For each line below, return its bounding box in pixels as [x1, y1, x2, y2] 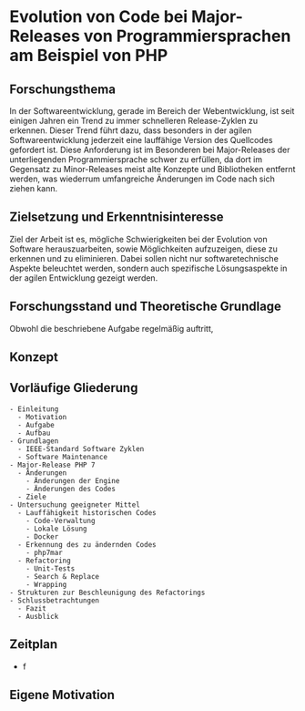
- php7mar [25, 548, 64, 557]
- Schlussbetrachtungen [9, 595, 100, 605]
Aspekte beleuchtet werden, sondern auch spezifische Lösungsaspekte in [9, 263, 288, 273]
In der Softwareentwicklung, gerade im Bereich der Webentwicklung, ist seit [9, 106, 295, 116]
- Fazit [17, 603, 47, 613]
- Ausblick [17, 612, 59, 621]
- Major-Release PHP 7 [9, 460, 96, 469]
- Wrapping [25, 580, 67, 589]
